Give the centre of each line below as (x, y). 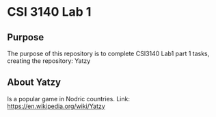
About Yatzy (34, 82)
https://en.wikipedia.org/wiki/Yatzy (56, 106)
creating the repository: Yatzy (49, 61)
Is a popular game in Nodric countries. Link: (68, 99)
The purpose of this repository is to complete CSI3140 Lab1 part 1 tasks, (108, 53)
